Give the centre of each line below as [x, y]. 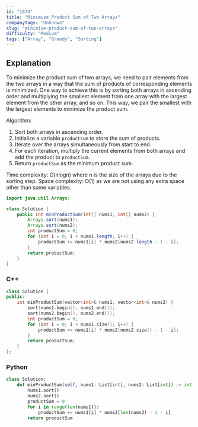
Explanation [29, 63]
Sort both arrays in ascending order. [59, 131]
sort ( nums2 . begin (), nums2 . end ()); [71, 314]
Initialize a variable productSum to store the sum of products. [88, 138]
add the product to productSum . [52, 157]
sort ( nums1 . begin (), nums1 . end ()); [71, 308]
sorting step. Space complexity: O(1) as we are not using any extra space [95, 181]
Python [17, 367]
